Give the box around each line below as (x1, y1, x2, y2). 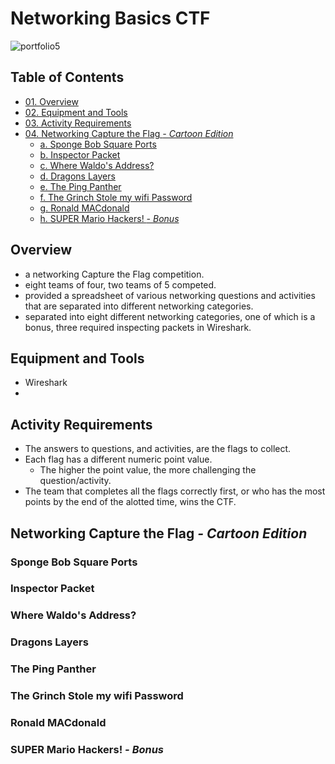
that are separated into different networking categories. (24, 300, 254, 312)
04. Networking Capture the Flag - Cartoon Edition (24, 127, 234, 139)
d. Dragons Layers (39, 170, 116, 182)
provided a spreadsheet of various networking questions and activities (24, 289, 316, 301)
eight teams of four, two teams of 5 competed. (24, 278, 217, 291)
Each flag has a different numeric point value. (24, 453, 213, 466)
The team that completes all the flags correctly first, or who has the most (24, 485, 326, 497)
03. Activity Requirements (24, 117, 132, 129)
